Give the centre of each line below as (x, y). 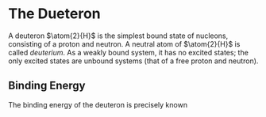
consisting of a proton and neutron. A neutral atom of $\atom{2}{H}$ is (124, 43)
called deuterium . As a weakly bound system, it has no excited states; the (128, 52)
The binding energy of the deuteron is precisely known (98, 104)
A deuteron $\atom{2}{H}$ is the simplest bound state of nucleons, (118, 36)
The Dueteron (54, 14)
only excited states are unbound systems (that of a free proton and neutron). (133, 61)
